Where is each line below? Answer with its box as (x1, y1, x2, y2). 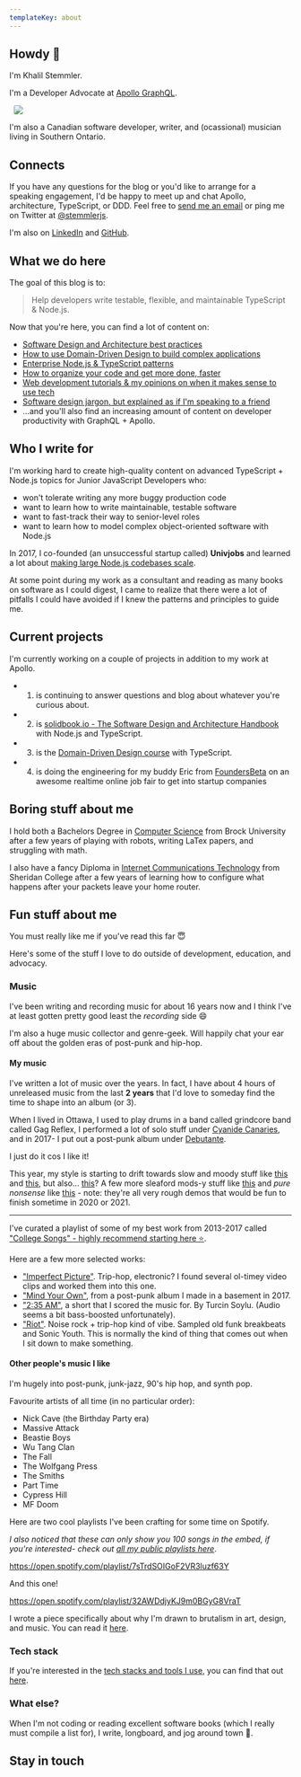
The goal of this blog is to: (9, 278, 106, 288)
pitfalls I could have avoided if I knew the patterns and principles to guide (9, 594, 279, 605)
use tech (21, 387, 56, 398)
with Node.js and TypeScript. (35, 728, 143, 738)
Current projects (9, 630, 104, 645)
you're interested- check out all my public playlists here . (9, 1543, 217, 1554)
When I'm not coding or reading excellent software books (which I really (9, 1718, 275, 1728)
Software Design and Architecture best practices (21, 339, 203, 350)
